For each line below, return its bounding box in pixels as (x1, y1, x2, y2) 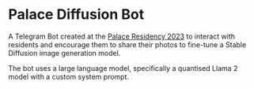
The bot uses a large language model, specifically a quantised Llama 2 (8, 63, 238, 72)
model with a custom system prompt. (8, 72, 129, 81)
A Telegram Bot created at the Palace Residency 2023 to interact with (8, 32, 236, 41)
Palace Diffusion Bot (8, 6, 145, 24)
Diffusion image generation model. (8, 48, 121, 57)
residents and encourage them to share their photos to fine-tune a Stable (8, 39, 247, 49)
